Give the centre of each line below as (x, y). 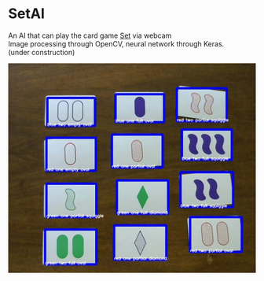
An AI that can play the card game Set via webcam (90, 35)
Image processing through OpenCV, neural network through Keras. (116, 43)
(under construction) (42, 52)
